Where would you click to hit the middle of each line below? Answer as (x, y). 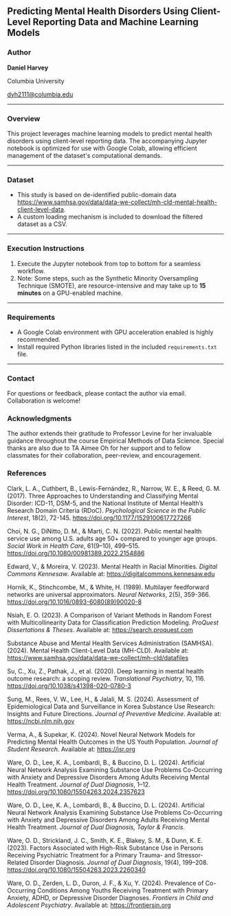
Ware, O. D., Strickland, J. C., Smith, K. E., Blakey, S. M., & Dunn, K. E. (105, 840)
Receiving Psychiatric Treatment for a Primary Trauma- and (91, 855)
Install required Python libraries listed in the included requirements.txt (117, 347)
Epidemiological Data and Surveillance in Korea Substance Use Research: (111, 706)
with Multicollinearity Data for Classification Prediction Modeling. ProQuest (113, 622)
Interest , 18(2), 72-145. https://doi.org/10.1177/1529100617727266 (99, 518)
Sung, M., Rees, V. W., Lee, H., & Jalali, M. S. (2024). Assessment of (103, 699)
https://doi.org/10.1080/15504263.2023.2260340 (77, 869)
